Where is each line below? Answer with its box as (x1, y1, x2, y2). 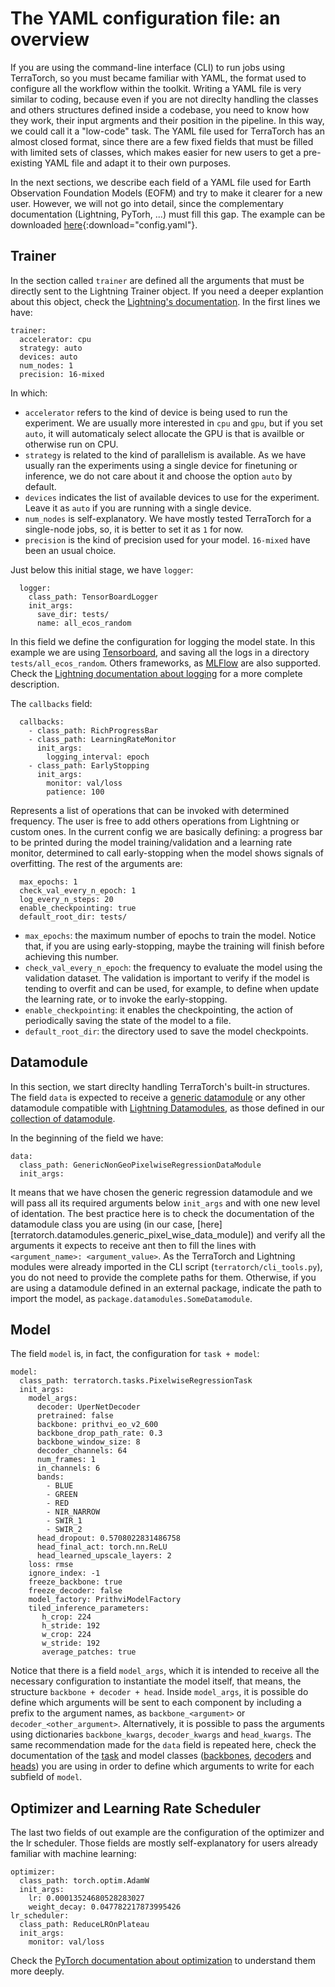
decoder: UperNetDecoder (36, 1402, 141, 1412)
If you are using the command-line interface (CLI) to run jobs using (10, 61, 285, 73)
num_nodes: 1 (19, 360, 74, 371)
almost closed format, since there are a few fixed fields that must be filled (10, 135, 314, 147)
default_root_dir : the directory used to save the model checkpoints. (24, 1025, 309, 1037)
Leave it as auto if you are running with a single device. (24, 502, 252, 514)
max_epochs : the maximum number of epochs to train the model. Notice (24, 929, 317, 941)
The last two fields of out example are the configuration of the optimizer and (10, 1827, 325, 1839)
